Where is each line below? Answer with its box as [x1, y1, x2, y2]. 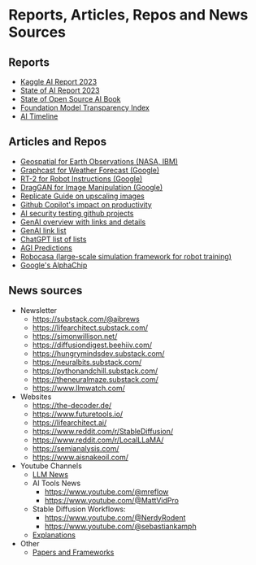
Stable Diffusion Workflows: [32, 504, 126, 514]
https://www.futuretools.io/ [32, 409, 124, 419]
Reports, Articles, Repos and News [8, 6, 249, 24]
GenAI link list [20, 225, 67, 235]
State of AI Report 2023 [20, 85, 100, 95]
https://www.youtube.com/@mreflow [44, 486, 169, 497]
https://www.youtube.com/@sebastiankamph [44, 521, 197, 531]
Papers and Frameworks [32, 547, 115, 557]
